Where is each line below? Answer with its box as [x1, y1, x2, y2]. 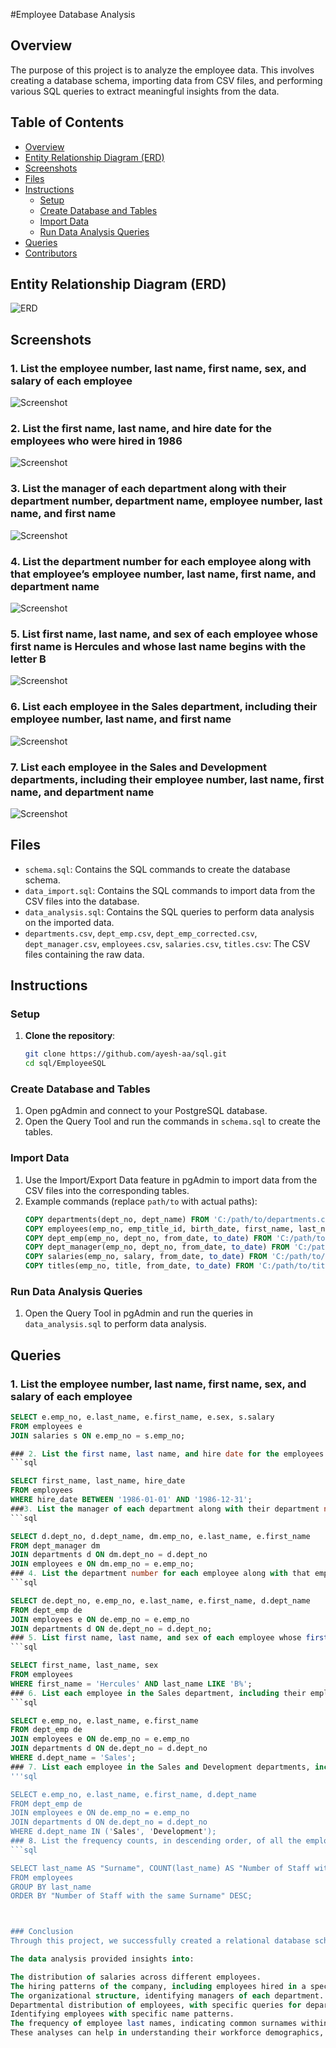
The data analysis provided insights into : [10, 1954, 195, 1964]
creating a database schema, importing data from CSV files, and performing [10, 74, 323, 86]
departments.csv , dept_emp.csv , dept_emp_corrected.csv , [24, 927, 258, 939]
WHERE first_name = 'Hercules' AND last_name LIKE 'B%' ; [10, 1679, 253, 1689]
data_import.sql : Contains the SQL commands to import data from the [24, 884, 316, 896]
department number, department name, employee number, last [10, 494, 323, 508]
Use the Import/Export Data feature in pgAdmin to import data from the [24, 1174, 318, 1186]
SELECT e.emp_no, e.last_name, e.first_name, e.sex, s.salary [10, 1412, 275, 1422]
